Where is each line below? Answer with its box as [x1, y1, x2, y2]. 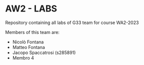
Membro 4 [12, 54, 34, 60]
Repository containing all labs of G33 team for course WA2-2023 [5, 19, 139, 25]
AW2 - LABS [5, 3, 57, 14]
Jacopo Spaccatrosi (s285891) [12, 49, 76, 55]
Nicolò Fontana [12, 38, 44, 45]
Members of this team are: [5, 29, 60, 35]
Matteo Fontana [12, 44, 45, 50]
